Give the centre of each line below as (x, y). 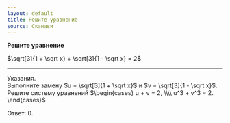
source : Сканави (30, 26)
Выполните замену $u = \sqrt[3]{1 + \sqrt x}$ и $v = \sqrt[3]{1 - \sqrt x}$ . (112, 85)
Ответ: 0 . (20, 113)
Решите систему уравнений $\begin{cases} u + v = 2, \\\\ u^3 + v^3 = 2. (110, 93)
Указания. (22, 79)
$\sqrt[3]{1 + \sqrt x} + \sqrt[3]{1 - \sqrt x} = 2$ (74, 59)
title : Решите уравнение (42, 20)
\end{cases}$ (26, 100)
